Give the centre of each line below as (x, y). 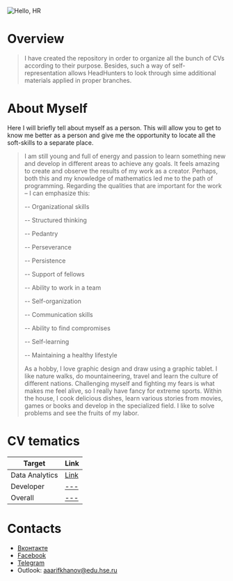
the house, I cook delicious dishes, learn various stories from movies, (123, 398)
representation (45, 72)
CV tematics (43, 441)
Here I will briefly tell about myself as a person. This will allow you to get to (114, 127)
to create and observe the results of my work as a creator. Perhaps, (121, 171)
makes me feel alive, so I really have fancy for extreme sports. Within (123, 391)
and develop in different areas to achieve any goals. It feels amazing (122, 163)
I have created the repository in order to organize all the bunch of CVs (124, 58)
